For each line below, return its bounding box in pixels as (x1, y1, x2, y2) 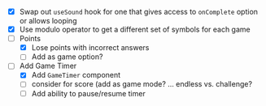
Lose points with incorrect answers (31, 43, 150, 53)
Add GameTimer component (31, 70, 121, 80)
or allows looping (19, 16, 77, 26)
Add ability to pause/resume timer (31, 88, 146, 98)
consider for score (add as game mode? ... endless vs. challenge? (31, 79, 253, 89)
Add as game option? (31, 52, 103, 61)
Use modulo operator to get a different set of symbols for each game (19, 24, 251, 35)
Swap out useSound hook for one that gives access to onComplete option (19, 7, 258, 16)
